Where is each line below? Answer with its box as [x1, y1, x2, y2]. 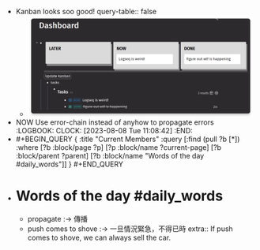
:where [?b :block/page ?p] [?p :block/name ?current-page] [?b [15, 142, 222, 152]
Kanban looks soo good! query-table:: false [15, 7, 156, 16]
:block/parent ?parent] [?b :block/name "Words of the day [15, 151, 205, 160]
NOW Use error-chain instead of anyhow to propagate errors [15, 118, 215, 127]
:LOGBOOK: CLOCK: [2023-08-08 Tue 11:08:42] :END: [15, 125, 194, 135]
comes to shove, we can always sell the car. [27, 233, 171, 242]
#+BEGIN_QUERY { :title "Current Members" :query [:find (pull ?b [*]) [15, 134, 240, 144]
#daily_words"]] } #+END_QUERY [15, 159, 124, 169]
